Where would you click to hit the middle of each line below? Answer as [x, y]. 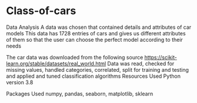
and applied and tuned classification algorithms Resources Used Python [94, 76]
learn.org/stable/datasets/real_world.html [56, 64]
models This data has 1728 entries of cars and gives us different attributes [96, 33]
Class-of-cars [41, 11]
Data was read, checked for [141, 64]
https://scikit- [161, 57]
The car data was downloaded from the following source [75, 57]
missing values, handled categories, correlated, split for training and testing [98, 69]
